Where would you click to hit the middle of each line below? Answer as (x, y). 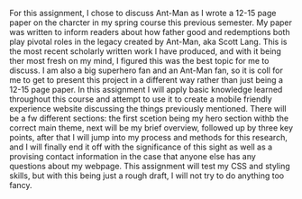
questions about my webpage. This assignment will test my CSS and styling (150, 166)
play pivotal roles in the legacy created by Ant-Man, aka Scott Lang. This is (148, 41)
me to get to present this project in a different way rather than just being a (146, 80)
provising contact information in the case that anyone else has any (133, 156)
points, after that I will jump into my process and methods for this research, (149, 137)
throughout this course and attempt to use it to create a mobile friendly (141, 99)
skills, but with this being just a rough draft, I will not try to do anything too (147, 176)
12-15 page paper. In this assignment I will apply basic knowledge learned (146, 90)
